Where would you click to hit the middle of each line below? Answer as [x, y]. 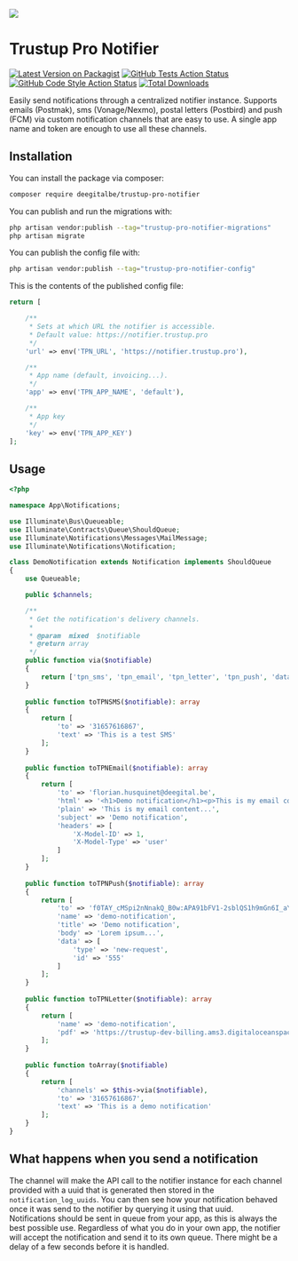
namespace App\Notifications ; [65, 506]
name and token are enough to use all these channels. [108, 128]
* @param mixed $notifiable [85, 635]
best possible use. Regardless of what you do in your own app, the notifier [145, 1227]
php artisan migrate [47, 235]
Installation [41, 157]
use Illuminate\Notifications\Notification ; [93, 547]
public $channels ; [59, 595]
